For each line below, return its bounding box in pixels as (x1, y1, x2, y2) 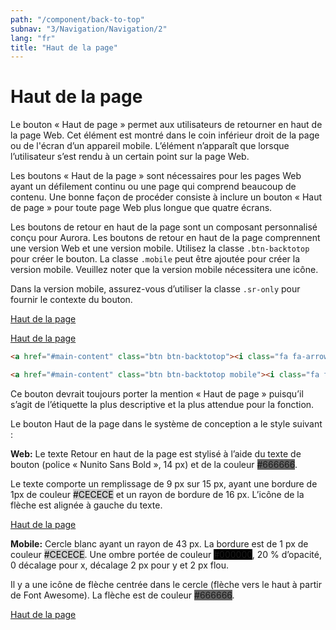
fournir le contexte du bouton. (10, 294, 133, 306)
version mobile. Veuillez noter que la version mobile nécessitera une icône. (10, 264, 319, 276)
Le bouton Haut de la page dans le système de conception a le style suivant (10, 417, 323, 430)
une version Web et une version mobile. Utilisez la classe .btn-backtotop (10, 242, 310, 255)
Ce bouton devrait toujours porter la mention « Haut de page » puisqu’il (10, 387, 304, 400)
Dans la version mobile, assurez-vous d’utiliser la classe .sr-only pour (10, 283, 301, 295)
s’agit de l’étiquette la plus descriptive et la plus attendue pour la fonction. (10, 398, 315, 410)
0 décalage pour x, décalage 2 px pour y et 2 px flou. (10, 559, 230, 571)
